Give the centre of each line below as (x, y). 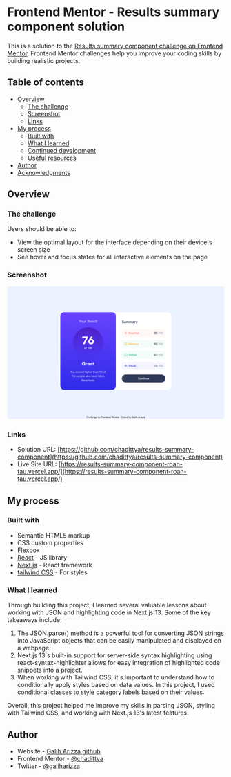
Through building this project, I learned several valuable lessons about (107, 605)
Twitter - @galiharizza (49, 766)
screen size (33, 250)
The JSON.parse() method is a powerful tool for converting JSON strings (120, 633)
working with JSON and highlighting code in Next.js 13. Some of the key (109, 612)
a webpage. (34, 648)
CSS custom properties (50, 542)
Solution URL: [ (38, 450)
